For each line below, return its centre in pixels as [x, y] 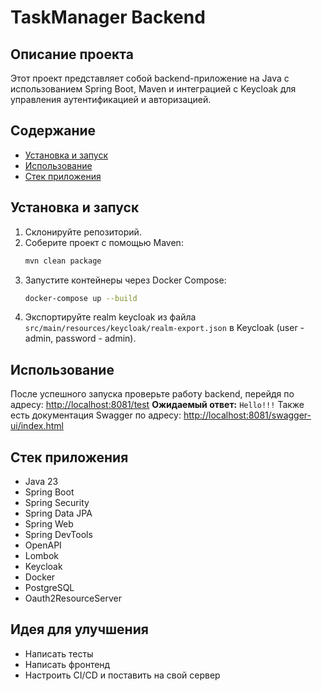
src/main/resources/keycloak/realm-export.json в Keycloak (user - [164, 328]
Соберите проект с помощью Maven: [104, 242]
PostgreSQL [49, 587]
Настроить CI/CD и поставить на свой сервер [122, 675]
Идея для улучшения [79, 629]
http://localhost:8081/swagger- [247, 415]
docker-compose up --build [81, 298]
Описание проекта [72, 54]
